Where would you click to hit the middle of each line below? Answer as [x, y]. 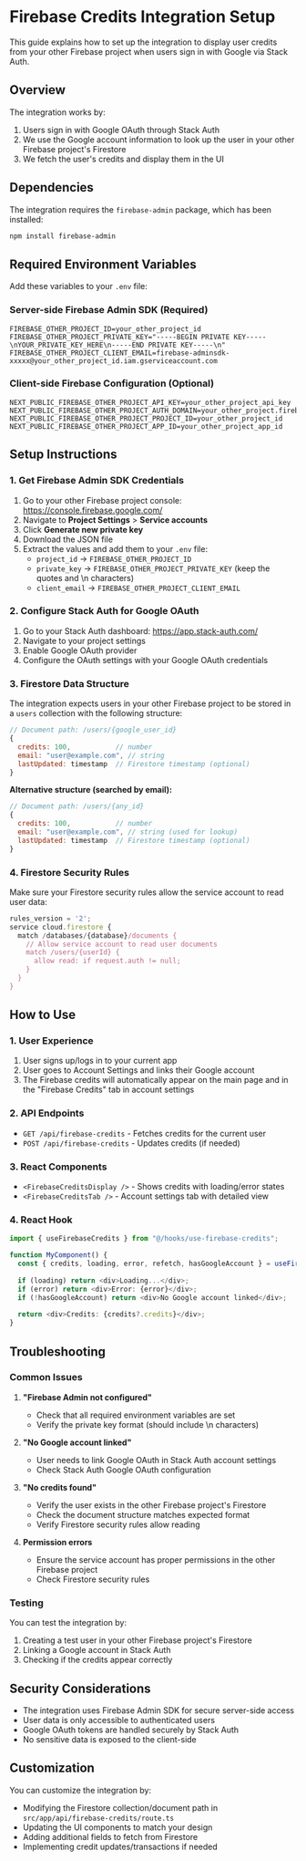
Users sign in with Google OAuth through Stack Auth [121, 130]
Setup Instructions [63, 455]
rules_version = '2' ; [51, 919]
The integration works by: [58, 112]
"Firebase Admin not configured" [87, 1397]
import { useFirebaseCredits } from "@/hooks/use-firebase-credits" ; [144, 1239]
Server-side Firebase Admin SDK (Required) [109, 310]
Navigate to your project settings [84, 640]
